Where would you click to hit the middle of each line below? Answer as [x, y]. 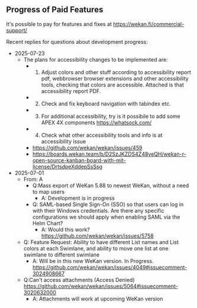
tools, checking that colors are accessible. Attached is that [113, 85]
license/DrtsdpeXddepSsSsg [67, 166]
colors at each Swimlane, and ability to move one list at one [96, 248]
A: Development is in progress [78, 198]
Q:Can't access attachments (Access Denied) [79, 280]
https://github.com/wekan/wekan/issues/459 [87, 147]
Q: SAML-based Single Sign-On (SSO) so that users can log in [108, 204]
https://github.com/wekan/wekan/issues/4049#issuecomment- [110, 267]
